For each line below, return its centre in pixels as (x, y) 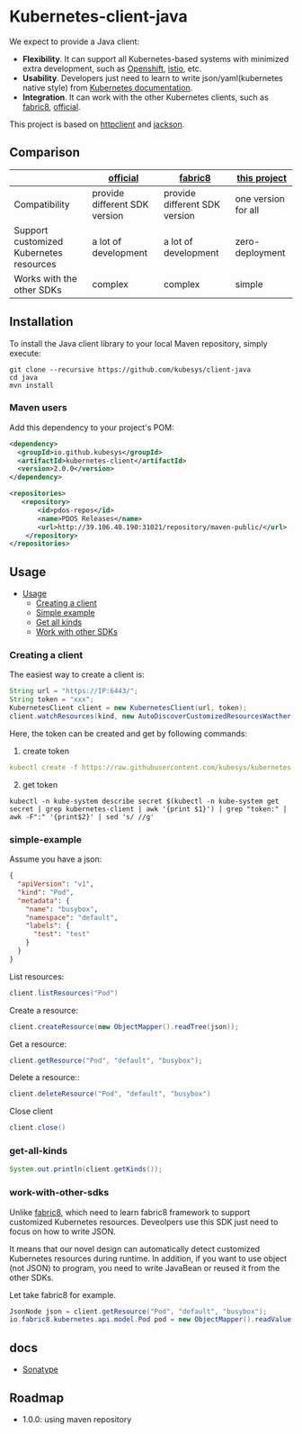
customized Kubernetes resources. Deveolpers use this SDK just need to (144, 1222)
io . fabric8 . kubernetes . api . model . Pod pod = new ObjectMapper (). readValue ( (152, 1320)
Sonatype (40, 1369)
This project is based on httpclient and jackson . (97, 124)
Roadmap (37, 1398)
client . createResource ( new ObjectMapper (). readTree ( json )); (124, 1027)
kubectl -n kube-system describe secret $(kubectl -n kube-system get (144, 801)
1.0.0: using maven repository (77, 1419)
